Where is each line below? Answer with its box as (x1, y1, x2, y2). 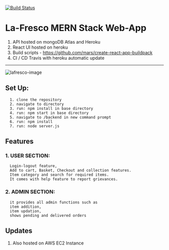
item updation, (10, 208, 42, 213)
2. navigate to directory (10, 101, 64, 106)
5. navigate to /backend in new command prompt (10, 114, 112, 120)
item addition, (10, 204, 42, 209)
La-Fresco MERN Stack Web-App (5, 23, 147, 34)
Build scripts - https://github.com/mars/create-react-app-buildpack (12, 49, 153, 55)
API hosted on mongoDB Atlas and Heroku (12, 39, 101, 45)
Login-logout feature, (10, 164, 57, 169)
